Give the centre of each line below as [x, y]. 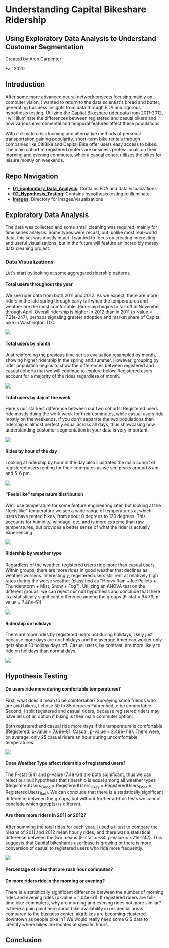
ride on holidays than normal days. [41, 651]
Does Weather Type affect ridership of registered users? [65, 763]
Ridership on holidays [28, 623]
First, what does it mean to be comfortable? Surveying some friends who [81, 700]
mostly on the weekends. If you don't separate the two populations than [80, 419]
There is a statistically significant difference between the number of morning [84, 892]
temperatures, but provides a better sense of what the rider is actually [78, 527]
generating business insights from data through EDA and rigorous [73, 107]
